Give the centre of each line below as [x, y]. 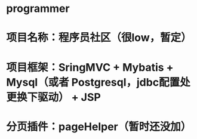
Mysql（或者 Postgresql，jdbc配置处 [98, 82]
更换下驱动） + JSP [54, 97]
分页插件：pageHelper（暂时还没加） [99, 126]
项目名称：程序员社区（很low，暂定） [99, 38]
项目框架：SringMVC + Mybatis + [90, 67]
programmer [38, 9]
